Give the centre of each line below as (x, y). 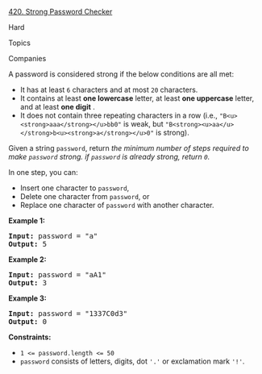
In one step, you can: (43, 172)
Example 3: (27, 298)
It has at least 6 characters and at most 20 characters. (109, 89)
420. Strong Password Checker (60, 12)
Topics (19, 43)
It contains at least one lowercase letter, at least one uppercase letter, (137, 98)
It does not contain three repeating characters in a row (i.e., (119, 115)
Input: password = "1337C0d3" (68, 314)
